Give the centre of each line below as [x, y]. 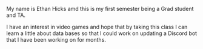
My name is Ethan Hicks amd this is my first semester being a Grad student [100, 9]
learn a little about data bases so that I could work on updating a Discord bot [102, 33]
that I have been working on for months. [56, 40]
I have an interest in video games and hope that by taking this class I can [97, 27]
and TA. [16, 15]
